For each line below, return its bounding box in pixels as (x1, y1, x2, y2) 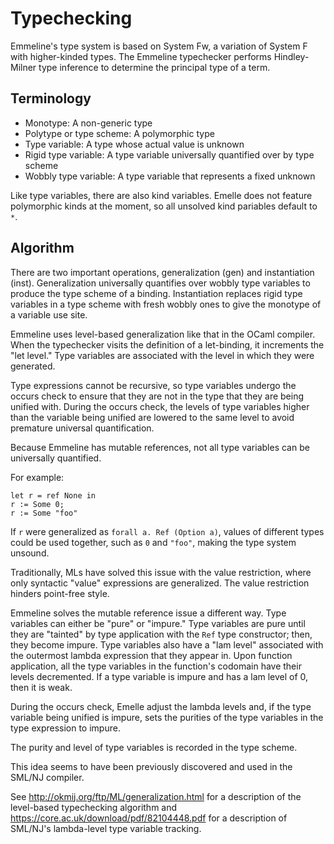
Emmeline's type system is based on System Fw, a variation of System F (10, 40, 308, 52)
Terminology (10, 90, 92, 107)
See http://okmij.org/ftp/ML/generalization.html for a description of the (10, 790, 302, 802)
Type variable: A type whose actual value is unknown (24, 138, 245, 150)
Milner (10, 61, 37, 73)
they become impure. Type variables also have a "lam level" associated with (10, 638, 324, 651)
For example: (10, 471, 65, 483)
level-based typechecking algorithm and (10, 801, 178, 813)
